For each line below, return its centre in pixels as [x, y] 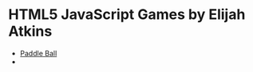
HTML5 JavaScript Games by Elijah [127, 15]
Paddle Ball [38, 53]
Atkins [30, 31]
